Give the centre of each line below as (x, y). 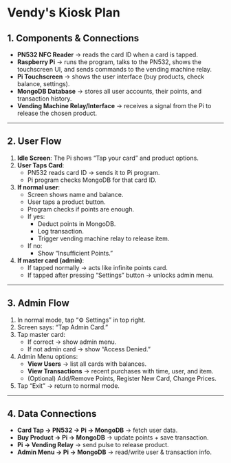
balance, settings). (43, 84)
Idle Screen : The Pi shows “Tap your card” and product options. (108, 158)
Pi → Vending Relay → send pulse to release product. (93, 445)
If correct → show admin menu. (72, 342)
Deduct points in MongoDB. (77, 224)
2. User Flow (34, 142)
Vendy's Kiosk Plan (64, 13)
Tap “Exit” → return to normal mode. (68, 385)
